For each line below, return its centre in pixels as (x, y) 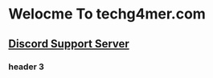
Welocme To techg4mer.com (107, 14)
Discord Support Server (69, 44)
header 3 (26, 67)
